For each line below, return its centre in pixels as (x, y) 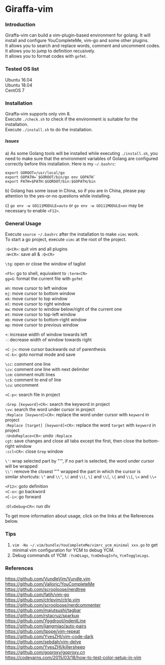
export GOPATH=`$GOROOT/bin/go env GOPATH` (50, 177)
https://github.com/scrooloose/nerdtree (46, 589)
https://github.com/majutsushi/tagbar (43, 610)
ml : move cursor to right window (38, 304)
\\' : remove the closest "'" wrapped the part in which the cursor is (73, 471)
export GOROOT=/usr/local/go (35, 173)
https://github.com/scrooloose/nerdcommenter (53, 605)
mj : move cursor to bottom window (40, 293)
